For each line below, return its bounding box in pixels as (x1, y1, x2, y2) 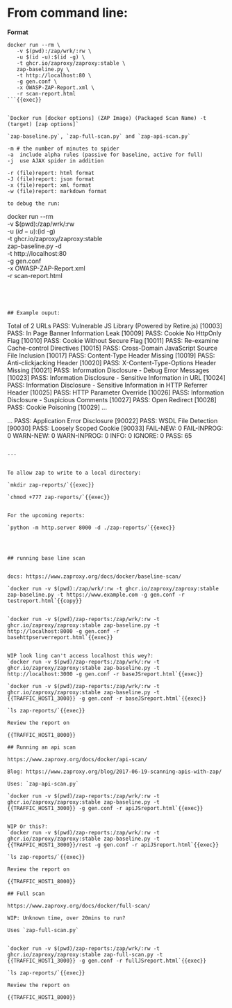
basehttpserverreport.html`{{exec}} (7, 634, 113, 641)
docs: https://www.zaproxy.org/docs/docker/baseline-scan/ (7, 573, 182, 580)
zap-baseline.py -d (7, 242, 63, 250)
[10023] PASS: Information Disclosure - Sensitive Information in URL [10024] (7, 373, 226, 381)
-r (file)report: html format (7, 169, 95, 176)
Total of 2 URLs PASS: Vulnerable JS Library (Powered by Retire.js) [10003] (7, 321, 222, 330)
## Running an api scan (7, 744, 76, 751)
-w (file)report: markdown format (7, 188, 108, 194)
